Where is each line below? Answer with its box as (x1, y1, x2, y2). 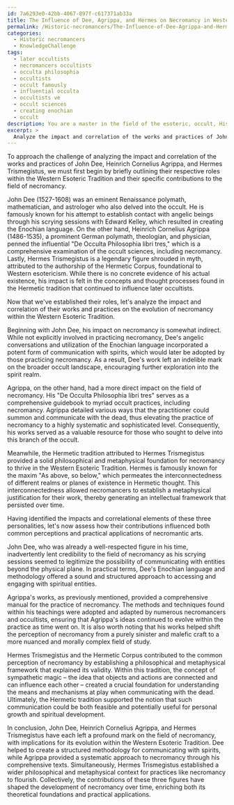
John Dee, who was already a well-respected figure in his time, (7, 542, 189, 551)
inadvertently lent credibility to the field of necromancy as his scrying (7, 550, 206, 558)
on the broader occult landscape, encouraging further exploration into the (7, 363, 219, 371)
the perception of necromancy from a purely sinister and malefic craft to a (7, 630, 219, 639)
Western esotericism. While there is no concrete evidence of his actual (7, 269, 210, 278)
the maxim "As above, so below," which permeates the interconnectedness (7, 471, 222, 480)
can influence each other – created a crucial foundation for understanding (7, 680, 219, 689)
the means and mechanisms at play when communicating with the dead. (7, 688, 215, 696)
